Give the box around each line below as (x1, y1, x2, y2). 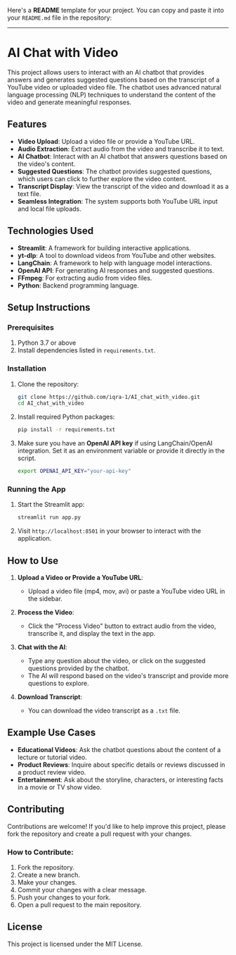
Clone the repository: (17, 380, 79, 388)
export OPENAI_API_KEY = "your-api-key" (17, 468, 131, 475)
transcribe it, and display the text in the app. (27, 629, 156, 638)
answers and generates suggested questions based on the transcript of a (7, 75, 220, 84)
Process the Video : (17, 608, 74, 617)
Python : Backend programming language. (17, 281, 139, 290)
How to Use (7, 555, 59, 567)
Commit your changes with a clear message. (17, 885, 147, 894)
